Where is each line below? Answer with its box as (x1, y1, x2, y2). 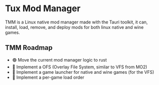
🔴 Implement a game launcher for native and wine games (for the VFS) (12, 69, 155, 75)
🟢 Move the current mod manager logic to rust (12, 57, 107, 63)
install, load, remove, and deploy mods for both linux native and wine (5, 24, 144, 30)
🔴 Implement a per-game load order (12, 74, 85, 80)
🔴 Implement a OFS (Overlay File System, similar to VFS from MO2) (12, 64, 148, 70)
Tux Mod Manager (5, 3, 81, 14)
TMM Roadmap (5, 43, 53, 52)
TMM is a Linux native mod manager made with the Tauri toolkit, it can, (5, 19, 148, 25)
